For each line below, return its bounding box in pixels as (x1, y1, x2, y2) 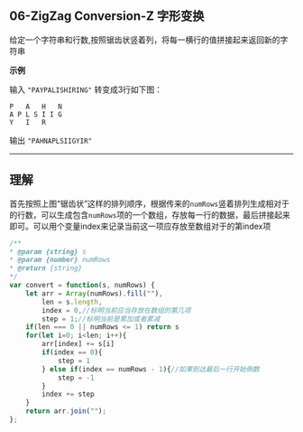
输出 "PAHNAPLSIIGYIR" (9, 135, 93, 146)
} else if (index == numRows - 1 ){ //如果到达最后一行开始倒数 (41, 364, 260, 373)
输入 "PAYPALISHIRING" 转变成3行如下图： (9, 84, 163, 95)
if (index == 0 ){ (41, 348, 103, 357)
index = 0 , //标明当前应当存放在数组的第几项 (41, 305, 191, 315)
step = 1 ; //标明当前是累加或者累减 (41, 315, 161, 324)
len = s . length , (41, 297, 103, 306)
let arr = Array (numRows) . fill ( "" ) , (25, 288, 164, 298)
